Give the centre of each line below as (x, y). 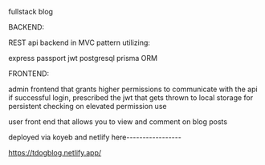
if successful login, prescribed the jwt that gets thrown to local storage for (131, 98)
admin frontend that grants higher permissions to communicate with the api (133, 89)
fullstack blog (31, 12)
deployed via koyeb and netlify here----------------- (95, 137)
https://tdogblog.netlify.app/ (55, 153)
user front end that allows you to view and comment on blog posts (118, 122)
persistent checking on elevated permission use (88, 106)
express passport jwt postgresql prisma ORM (83, 58)
